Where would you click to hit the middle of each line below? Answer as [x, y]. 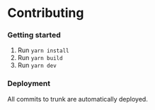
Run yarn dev [37, 66]
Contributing [46, 13]
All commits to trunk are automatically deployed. [78, 99]
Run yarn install [43, 50]
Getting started [34, 35]
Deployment [29, 84]
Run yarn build [40, 58]
